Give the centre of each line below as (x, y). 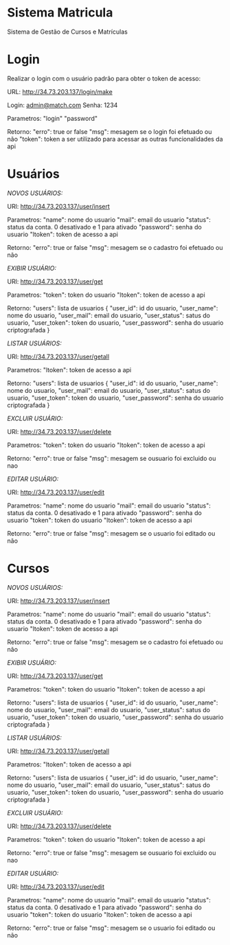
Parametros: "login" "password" (53, 118)
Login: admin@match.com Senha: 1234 (62, 105)
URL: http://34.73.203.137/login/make (60, 91)
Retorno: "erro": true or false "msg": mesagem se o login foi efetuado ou (110, 131)
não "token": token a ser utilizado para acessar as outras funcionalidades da (115, 139)
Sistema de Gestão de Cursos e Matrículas (68, 32)
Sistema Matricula (60, 13)
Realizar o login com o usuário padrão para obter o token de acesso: (104, 78)
